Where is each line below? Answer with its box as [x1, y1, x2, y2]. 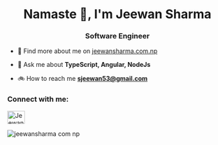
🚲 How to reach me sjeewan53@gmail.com [17, 75, 148, 83]
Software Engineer [85, 31, 150, 41]
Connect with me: [7, 94, 69, 104]
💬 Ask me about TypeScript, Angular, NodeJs [17, 61, 151, 69]
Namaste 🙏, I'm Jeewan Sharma [23, 6, 212, 22]
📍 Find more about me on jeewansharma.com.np [17, 47, 158, 55]
